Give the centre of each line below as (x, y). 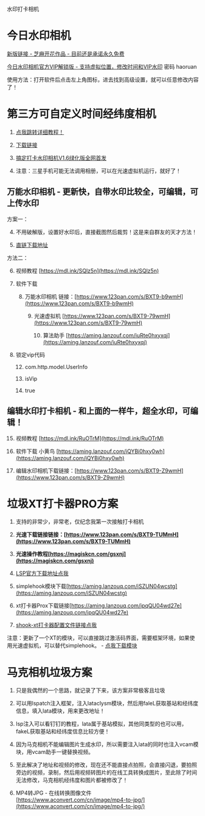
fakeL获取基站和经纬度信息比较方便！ (63, 731)
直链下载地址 (32, 244)
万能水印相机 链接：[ (50, 296)
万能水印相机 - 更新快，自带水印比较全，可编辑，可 (102, 192)
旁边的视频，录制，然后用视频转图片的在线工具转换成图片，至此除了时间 (106, 773)
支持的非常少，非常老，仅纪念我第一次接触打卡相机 (80, 522)
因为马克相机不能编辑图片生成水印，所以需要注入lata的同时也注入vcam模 (107, 744)
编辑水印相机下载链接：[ (46, 471)
